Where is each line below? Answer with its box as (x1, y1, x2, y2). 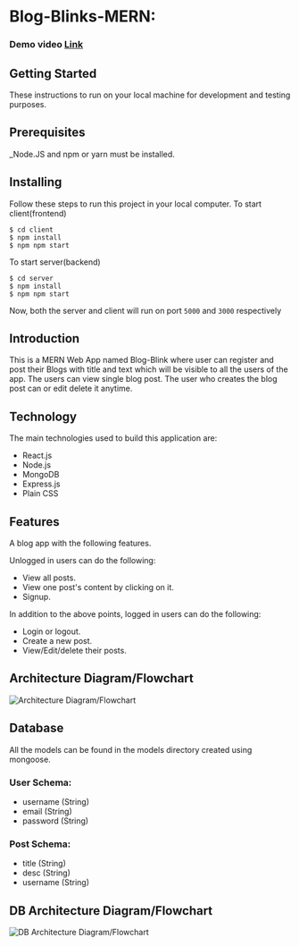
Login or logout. (21, 626, 81, 637)
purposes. (9, 98, 47, 109)
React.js (21, 450, 53, 461)
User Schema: (9, 776, 72, 789)
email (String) (21, 806, 73, 816)
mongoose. (9, 754, 51, 764)
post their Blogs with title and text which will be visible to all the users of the (9, 364, 288, 375)
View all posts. (21, 572, 76, 583)
